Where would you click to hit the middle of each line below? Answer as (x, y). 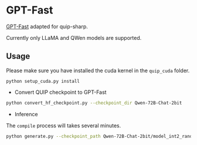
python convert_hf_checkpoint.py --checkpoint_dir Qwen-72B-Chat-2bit (94, 103)
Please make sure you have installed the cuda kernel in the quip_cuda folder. (98, 70)
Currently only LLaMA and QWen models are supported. (74, 38)
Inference (26, 114)
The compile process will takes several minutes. (64, 125)
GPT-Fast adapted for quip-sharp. (47, 26)
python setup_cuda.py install (43, 81)
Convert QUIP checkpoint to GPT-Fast (60, 92)
